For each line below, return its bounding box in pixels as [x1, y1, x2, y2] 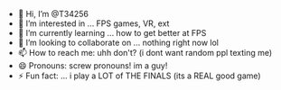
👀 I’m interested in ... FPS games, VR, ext [17, 18, 170, 29]
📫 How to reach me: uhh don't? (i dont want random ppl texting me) [17, 48, 273, 58]
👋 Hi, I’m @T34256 [17, 9, 89, 19]
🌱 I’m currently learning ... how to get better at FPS [17, 28, 207, 38]
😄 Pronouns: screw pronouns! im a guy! [17, 60, 168, 71]
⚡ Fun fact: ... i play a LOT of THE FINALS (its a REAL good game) [17, 70, 261, 81]
